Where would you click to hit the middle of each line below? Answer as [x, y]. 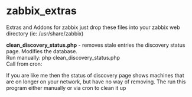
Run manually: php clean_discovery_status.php [63, 57]
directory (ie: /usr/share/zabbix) [45, 33]
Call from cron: [24, 64]
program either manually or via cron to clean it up [66, 88]
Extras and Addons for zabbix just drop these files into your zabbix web [93, 27]
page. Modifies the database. [42, 51]
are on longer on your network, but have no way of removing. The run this [96, 82]
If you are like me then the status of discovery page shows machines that [95, 75]
